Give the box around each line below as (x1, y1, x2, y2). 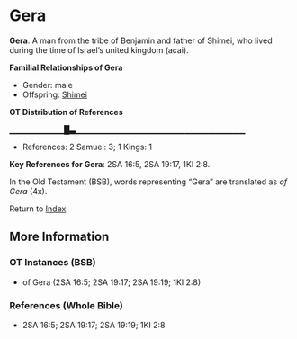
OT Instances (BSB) (9, 256, 96, 269)
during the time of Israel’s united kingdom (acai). (9, 44, 189, 55)
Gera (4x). (9, 185, 48, 196)
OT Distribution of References (9, 106, 123, 117)
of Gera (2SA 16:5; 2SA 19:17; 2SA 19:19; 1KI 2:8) (22, 276, 202, 288)
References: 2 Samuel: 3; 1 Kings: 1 (22, 141, 153, 152)
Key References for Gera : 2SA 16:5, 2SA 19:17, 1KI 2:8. (9, 158, 211, 169)
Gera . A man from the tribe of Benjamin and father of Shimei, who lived (9, 35, 273, 46)
